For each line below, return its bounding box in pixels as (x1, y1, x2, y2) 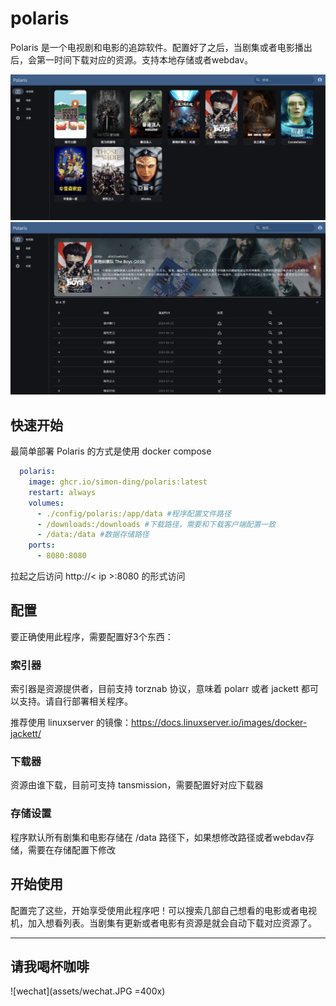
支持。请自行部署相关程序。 (18, 695, 133, 707)
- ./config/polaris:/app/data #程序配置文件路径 (36, 508, 232, 519)
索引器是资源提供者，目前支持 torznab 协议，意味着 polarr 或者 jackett (10, 683, 300, 695)
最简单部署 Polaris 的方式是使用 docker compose (10, 445, 212, 457)
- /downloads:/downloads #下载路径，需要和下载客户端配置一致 (36, 519, 277, 529)
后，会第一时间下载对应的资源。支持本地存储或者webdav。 (10, 53, 254, 66)
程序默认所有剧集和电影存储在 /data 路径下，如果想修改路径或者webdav (10, 831, 306, 843)
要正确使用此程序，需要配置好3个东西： (10, 630, 174, 642)
